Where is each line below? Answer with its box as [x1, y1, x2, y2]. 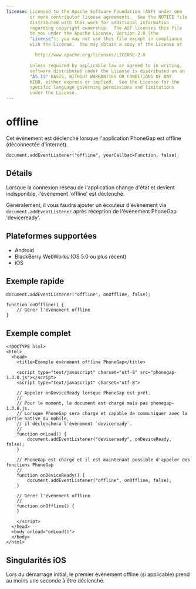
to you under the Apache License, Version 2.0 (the [29, 31, 159, 36]
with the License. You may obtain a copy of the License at [29, 42, 183, 48]
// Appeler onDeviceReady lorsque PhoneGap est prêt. [16, 390, 151, 396]
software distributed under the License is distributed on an [29, 68, 185, 74]
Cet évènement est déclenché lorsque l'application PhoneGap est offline [6, 135, 181, 142]
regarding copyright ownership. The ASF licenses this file [29, 25, 183, 31]
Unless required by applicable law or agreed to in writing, [29, 62, 183, 68]
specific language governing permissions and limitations [29, 85, 175, 91]
